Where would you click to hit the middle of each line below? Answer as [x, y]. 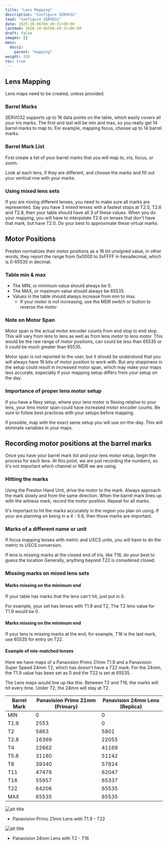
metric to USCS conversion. [34, 545]
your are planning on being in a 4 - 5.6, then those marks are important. [79, 516]
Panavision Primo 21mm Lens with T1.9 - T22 [59, 818]
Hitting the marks [27, 479]
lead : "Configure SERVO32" [33, 19]
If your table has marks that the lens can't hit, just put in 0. [65, 596]
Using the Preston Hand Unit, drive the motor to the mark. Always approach [83, 490]
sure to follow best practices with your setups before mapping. [70, 413]
